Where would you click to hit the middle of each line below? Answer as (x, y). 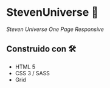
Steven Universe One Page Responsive (55, 29)
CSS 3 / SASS (33, 73)
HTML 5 (25, 67)
